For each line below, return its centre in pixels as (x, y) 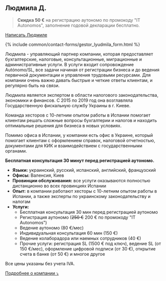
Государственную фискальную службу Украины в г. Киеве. (68, 105)
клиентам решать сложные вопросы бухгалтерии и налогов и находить (81, 120)
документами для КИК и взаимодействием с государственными (74, 146)
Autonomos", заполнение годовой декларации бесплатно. (79, 25)
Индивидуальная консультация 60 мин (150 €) (69, 233)
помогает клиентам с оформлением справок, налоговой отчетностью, (80, 140)
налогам (21, 201)
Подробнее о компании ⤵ (32, 273)
